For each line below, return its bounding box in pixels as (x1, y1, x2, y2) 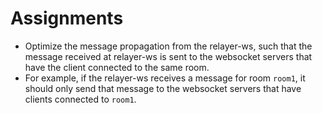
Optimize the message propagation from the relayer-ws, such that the (24, 40, 313, 52)
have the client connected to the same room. (24, 61, 210, 73)
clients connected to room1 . (24, 93, 137, 105)
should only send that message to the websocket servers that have (24, 82, 302, 94)
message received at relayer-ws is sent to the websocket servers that (24, 50, 313, 62)
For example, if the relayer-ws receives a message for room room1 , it (24, 72, 306, 84)
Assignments (10, 7, 124, 30)
